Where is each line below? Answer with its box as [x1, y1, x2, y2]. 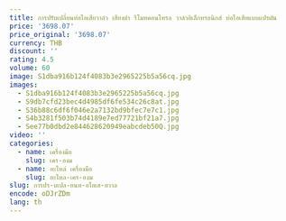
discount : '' [9, 47, 59, 56]
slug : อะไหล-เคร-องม [25, 172, 93, 181]
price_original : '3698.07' [9, 30, 111, 39]
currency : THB [9, 38, 63, 48]
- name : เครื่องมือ [17, 147, 72, 156]
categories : [9, 139, 54, 148]
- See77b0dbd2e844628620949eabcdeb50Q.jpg [17, 123, 180, 132]
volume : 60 [9, 64, 51, 73]
